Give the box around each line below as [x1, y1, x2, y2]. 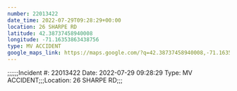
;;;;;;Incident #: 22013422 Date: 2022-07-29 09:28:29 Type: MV [7, 68, 193, 77]
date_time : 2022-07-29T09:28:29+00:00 [7, 17, 121, 24]
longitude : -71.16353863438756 [7, 36, 99, 43]
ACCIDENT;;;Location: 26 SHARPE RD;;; [7, 76, 123, 84]
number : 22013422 [7, 10, 59, 17]
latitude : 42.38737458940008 [7, 29, 93, 37]
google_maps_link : [7, 50, 61, 57]
